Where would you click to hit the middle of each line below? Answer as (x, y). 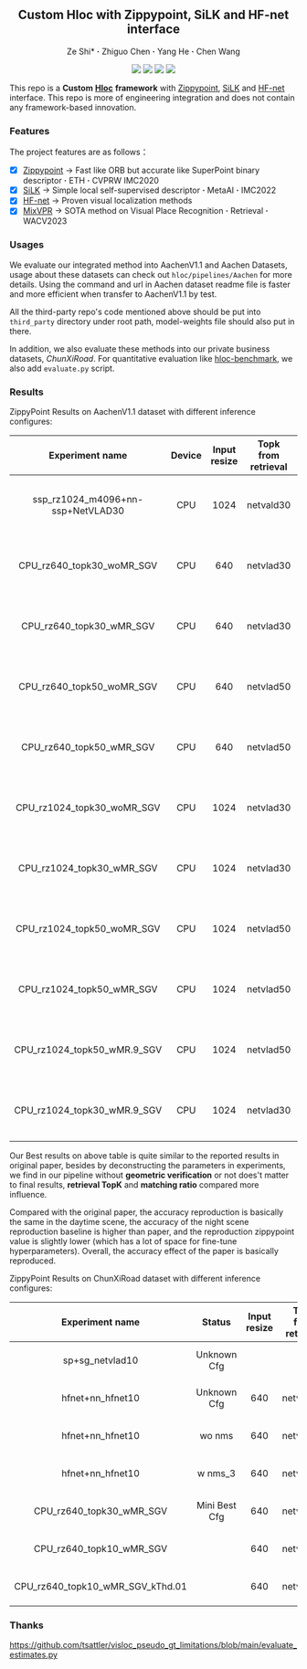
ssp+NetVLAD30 (88, 511)
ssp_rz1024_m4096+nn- (88, 499)
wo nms (217, 1435)
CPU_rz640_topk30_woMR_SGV (88, 565)
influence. (28, 1194)
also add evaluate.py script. (62, 368)
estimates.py (33, 1655)
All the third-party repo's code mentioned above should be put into (135, 312)
